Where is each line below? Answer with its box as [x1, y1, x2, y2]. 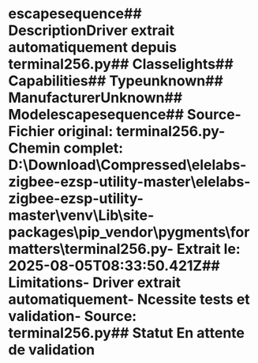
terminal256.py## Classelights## [8, 55, 234, 74]
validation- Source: [8, 308, 137, 325]
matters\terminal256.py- [8, 240, 174, 258]
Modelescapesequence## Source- [8, 106, 242, 123]
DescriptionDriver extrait [8, 21, 175, 40]
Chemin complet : [8, 139, 124, 157]
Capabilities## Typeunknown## [8, 72, 223, 90]
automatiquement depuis [8, 39, 178, 56]
